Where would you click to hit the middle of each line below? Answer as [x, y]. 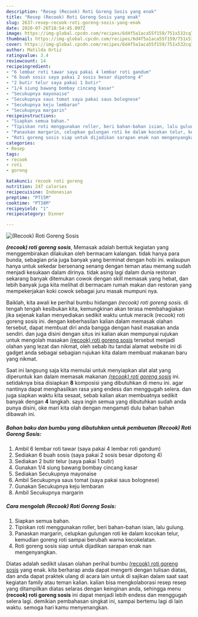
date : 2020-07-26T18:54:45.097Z [46, 28]
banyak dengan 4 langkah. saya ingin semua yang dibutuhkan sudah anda [96, 402]
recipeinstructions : [32, 116]
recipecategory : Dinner [35, 214]
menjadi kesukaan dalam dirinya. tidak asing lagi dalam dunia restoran [91, 272]
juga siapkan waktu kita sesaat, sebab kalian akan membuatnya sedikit [92, 395]
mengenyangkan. [36, 552]
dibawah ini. [21, 414]
